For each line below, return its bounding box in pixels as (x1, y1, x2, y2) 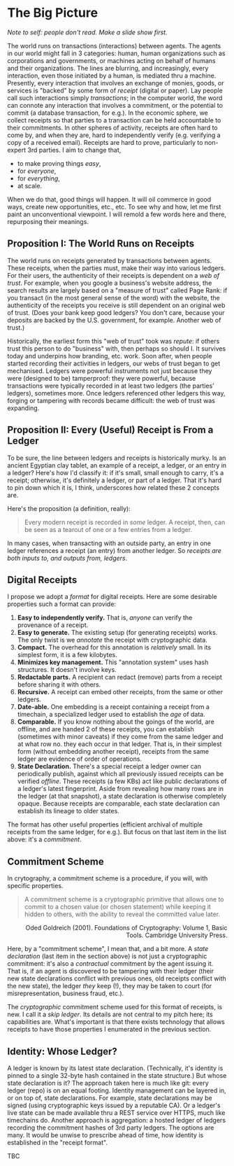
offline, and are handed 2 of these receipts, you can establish (17, 725, 194, 733)
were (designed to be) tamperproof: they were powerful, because (7, 374, 196, 382)
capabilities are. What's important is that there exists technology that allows (7, 1018, 225, 1026)
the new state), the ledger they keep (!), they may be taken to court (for (7, 982, 212, 990)
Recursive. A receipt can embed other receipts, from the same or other (17, 688, 224, 696)
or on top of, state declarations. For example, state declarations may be (7, 1094, 212, 1102)
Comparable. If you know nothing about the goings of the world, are (17, 717, 214, 726)
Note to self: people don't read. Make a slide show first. (7, 28, 168, 36)
